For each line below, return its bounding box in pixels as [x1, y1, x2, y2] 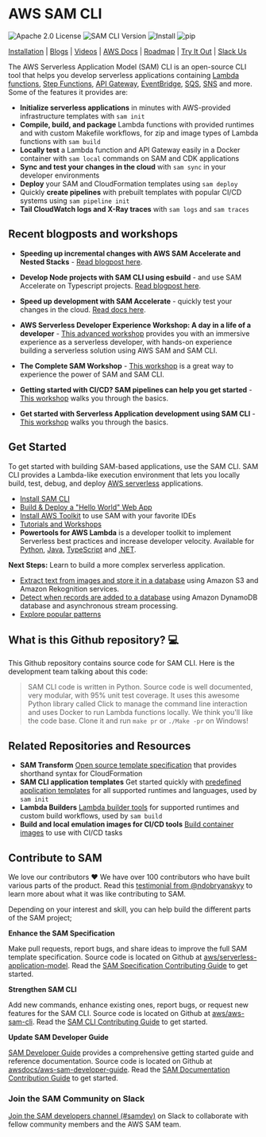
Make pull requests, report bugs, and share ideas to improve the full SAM [8, 944, 248, 953]
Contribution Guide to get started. [8, 1073, 119, 1083]
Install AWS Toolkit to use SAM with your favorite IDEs [19, 510, 197, 520]
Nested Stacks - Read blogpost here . [19, 256, 143, 267]
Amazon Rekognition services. [19, 584, 120, 593]
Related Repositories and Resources [8, 739, 191, 752]
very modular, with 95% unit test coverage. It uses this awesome [27, 690, 240, 701]
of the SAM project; [8, 913, 73, 922]
